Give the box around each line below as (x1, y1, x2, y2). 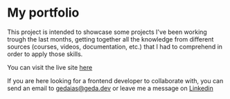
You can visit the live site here (7, 63, 93, 71)
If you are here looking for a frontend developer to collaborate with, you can (7, 76, 224, 84)
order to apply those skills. (7, 50, 83, 58)
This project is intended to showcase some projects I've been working (7, 28, 208, 36)
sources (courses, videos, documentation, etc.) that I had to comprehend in (7, 42, 223, 51)
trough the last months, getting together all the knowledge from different (7, 35, 214, 43)
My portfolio (7, 5, 80, 21)
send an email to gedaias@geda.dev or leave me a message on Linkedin (7, 84, 213, 92)
